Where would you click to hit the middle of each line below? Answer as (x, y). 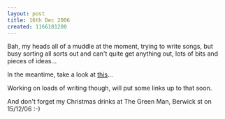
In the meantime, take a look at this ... (60, 74)
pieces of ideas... (32, 61)
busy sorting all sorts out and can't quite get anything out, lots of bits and (113, 54)
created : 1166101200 (37, 26)
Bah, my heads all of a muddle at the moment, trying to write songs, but (110, 47)
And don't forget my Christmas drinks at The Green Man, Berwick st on (109, 102)
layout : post (26, 14)
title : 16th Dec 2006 (39, 20)
